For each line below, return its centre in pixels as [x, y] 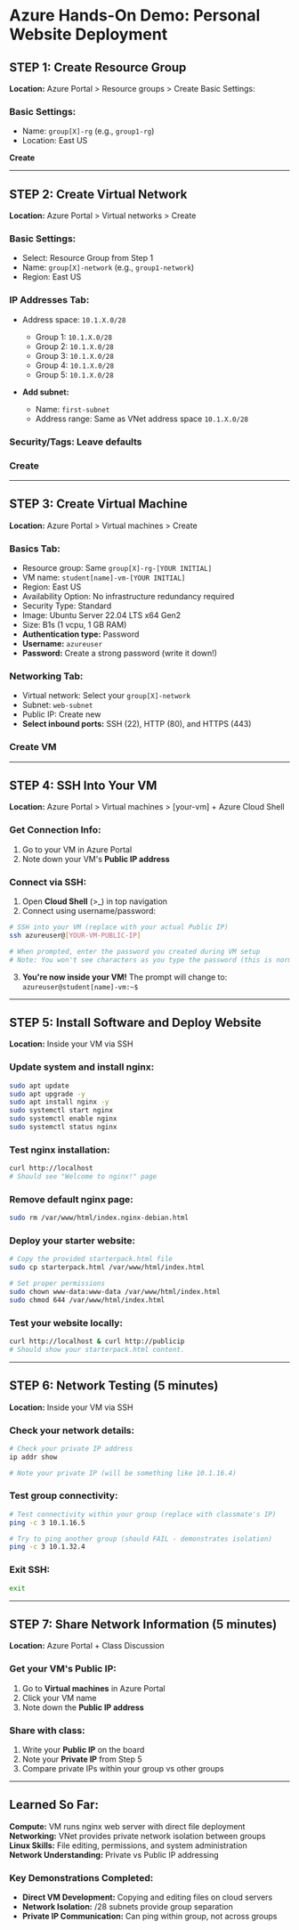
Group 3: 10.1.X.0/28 [74, 355]
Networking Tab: [46, 676]
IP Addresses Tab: [49, 300]
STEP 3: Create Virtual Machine [99, 504]
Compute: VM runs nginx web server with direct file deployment [127, 1826]
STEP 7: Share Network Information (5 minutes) [143, 1624]
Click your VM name [59, 1698]
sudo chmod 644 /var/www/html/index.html [87, 1300]
